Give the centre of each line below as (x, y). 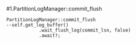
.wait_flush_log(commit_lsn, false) (85, 30)
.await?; (50, 36)
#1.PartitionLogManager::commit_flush (54, 9)
